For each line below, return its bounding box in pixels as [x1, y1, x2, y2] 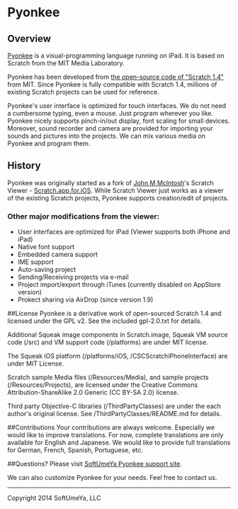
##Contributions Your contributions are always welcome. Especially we [7, 423, 215, 432]
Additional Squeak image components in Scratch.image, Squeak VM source [7, 331, 228, 339]
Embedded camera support [17, 250, 98, 259]
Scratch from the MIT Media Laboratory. [7, 59, 125, 67]
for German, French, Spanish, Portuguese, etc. [7, 446, 144, 454]
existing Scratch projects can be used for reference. [7, 88, 159, 96]
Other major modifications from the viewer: [7, 211, 160, 221]
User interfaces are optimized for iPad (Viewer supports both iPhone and [17, 228, 230, 236]
